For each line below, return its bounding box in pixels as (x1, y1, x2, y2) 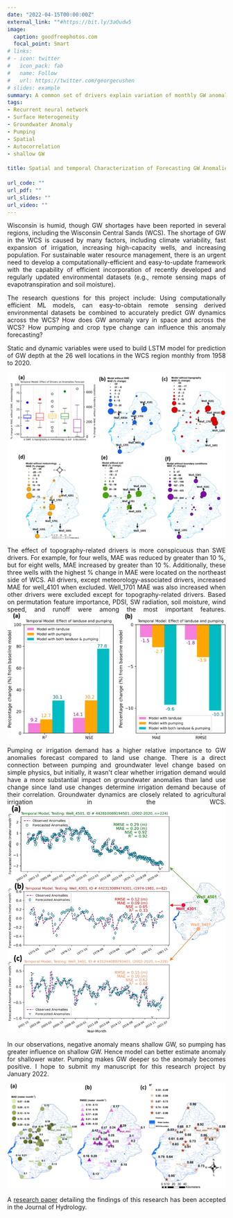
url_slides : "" (7, 194, 51, 201)
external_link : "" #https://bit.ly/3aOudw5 (7, 18, 132, 26)
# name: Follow (7, 69, 58, 76)
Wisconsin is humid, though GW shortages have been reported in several (7, 221, 226, 230)
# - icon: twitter (7, 56, 60, 62)
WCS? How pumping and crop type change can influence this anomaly (7, 323, 226, 332)
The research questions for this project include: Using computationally (7, 294, 226, 302)
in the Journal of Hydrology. (7, 1203, 87, 1211)
